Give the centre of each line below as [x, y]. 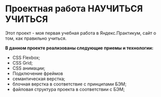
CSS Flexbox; [26, 57]
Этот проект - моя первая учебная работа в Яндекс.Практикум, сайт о [81, 33]
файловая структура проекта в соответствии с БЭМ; [69, 89]
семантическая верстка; [39, 79]
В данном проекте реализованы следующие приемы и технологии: [79, 48]
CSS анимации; [29, 68]
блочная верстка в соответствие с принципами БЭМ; [69, 84]
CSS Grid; [22, 63]
